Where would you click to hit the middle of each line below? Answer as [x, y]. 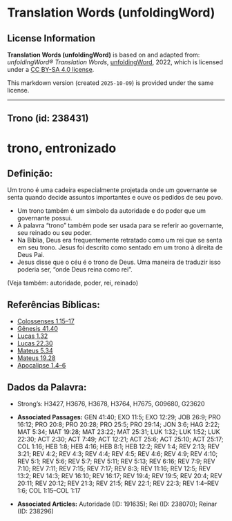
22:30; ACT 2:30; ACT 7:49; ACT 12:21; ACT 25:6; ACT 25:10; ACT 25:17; [120, 439]
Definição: [30, 173]
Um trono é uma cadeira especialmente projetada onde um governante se [112, 190]
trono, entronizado [62, 148]
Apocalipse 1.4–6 [41, 366]
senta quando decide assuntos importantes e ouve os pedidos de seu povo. [115, 198]
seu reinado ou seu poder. [54, 233]
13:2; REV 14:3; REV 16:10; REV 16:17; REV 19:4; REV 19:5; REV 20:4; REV [119, 476]
